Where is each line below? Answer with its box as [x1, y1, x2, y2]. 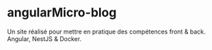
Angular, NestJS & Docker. [7, 34, 82, 42]
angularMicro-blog [7, 5, 117, 21]
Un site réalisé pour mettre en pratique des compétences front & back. [7, 27, 207, 36]
